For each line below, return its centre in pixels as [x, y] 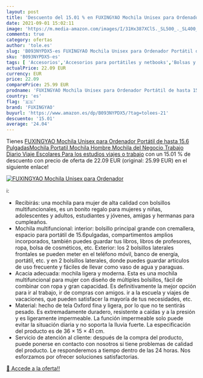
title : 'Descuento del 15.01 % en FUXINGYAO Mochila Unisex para [90, 18]
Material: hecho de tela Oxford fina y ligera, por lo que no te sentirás [100, 306]
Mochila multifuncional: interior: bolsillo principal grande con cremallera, [105, 229]
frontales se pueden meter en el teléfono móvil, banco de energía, [97, 254]
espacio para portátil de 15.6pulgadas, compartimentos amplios [94, 235]
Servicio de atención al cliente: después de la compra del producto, [99, 338]
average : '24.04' [28, 124]
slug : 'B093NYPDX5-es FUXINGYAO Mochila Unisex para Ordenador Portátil [100, 51]
